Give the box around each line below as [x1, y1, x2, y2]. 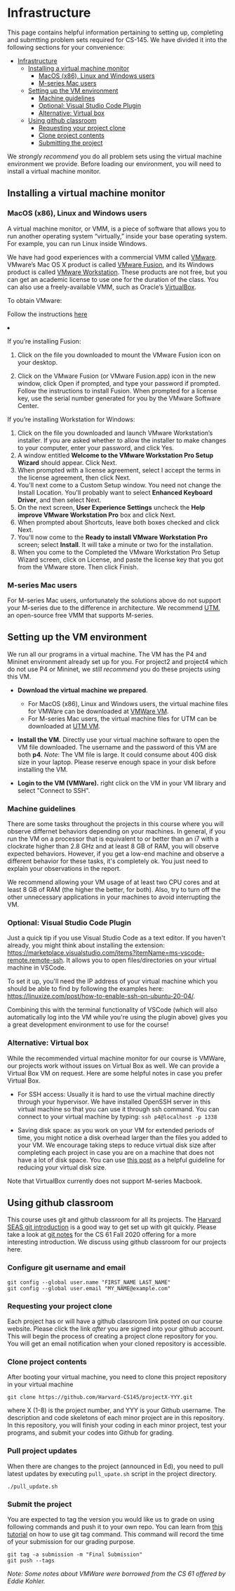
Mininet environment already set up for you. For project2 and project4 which [7, 657, 228, 665]
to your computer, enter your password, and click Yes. [17, 443, 174, 452]
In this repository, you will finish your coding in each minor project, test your [7, 1421, 227, 1430]
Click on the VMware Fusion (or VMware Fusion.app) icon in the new [17, 372, 216, 380]
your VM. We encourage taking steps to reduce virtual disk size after [17, 1141, 216, 1149]
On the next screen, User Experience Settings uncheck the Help [17, 503, 206, 511]
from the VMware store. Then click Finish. [17, 562, 139, 571]
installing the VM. [17, 765, 68, 773]
